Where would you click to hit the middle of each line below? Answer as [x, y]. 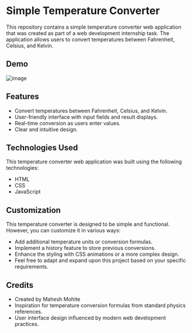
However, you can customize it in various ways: [64, 231]
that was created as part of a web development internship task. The [88, 33]
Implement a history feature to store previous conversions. [85, 248]
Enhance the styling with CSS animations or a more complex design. [97, 254]
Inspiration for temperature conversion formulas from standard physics [100, 305]
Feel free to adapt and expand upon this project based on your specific [100, 260]
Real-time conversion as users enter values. [68, 123]
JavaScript [28, 192]
